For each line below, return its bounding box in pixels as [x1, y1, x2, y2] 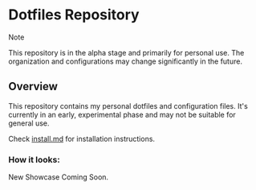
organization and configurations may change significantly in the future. [8, 56, 243, 66]
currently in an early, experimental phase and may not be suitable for [8, 109, 237, 119]
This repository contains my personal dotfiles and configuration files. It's [8, 101, 249, 110]
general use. [8, 118, 50, 128]
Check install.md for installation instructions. [8, 134, 155, 143]
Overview [8, 80, 59, 93]
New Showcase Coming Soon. [8, 172, 109, 182]
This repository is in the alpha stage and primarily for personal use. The [8, 47, 245, 57]
